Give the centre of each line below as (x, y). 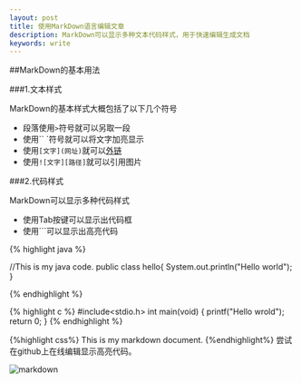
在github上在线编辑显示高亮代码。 (73, 351)
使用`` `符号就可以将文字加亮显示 (83, 139)
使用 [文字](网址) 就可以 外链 (72, 151)
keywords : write (40, 43)
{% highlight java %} (48, 250)
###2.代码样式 (37, 182)
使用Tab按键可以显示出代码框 (78, 220)
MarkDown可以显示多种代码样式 (69, 201)
